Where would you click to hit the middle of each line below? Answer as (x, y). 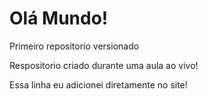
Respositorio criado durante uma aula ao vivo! (104, 65)
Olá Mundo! (59, 18)
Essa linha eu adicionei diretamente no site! (98, 84)
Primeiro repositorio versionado (74, 46)
